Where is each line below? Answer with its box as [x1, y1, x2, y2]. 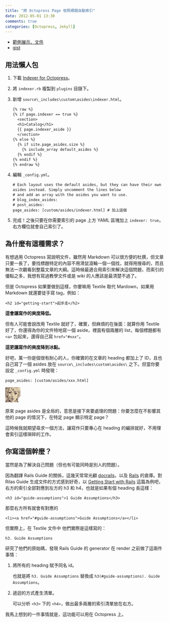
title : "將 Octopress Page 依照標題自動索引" [5, 8, 96, 13]
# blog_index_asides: [12, 198, 58, 203]
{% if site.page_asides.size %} [17, 142, 85, 147]
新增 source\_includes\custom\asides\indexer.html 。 [12, 96, 124, 103]
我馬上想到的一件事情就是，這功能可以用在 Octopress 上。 [5, 611, 126, 617]
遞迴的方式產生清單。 [12, 590, 57, 596]
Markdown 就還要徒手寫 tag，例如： [5, 290, 80, 296]
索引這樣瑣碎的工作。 [9, 431, 54, 437]
